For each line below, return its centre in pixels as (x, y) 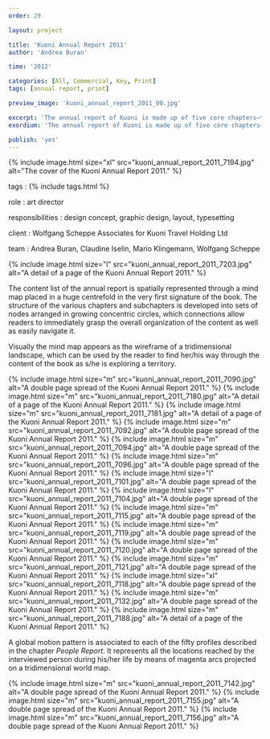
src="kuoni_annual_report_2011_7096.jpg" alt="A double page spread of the (134, 465)
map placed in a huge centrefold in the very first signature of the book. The (133, 297)
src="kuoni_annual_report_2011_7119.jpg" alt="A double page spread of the (132, 533)
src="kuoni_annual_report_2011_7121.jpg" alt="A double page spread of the (133, 567)
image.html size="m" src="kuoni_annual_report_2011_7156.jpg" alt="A (124, 718)
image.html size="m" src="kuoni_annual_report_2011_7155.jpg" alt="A (124, 700)
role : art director (36, 202)
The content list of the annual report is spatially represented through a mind (133, 288)
